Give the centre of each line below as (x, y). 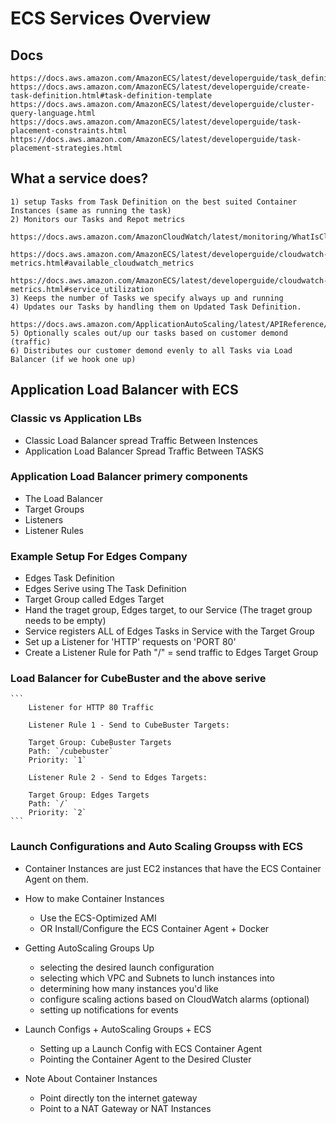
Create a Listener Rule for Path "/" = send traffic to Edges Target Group (171, 653)
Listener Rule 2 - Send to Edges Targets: (118, 778)
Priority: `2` (57, 813)
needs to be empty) (65, 621)
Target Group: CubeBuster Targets (100, 743)
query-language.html (53, 113)
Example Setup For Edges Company (99, 556)
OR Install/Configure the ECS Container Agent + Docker (154, 928)
